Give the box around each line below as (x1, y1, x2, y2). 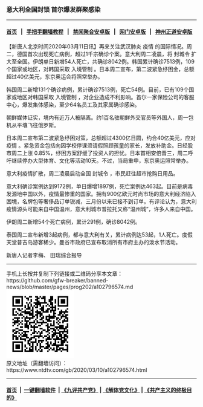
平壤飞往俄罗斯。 (16, 121, 59, 128)
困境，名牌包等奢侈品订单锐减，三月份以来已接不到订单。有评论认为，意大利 (6, 198, 197, 205)
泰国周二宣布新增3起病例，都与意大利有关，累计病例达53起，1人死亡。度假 (6, 231, 193, 238)
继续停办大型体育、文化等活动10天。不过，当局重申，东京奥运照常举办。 (11, 157, 192, 164)
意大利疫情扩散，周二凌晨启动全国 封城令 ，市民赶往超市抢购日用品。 (6, 169, 179, 177)
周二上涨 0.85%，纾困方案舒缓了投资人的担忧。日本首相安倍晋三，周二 (11, 149, 188, 157)
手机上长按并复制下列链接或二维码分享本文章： (6, 270, 123, 277)
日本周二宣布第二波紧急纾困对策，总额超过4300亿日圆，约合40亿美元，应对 (6, 134, 196, 142)
